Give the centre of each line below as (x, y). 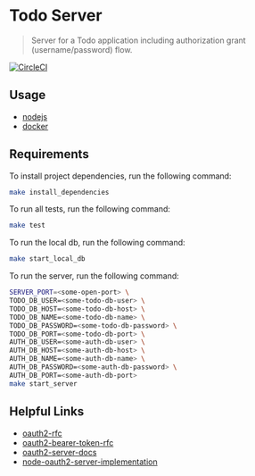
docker (35, 126)
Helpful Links (47, 412)
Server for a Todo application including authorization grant (139, 40)
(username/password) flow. (82, 49)
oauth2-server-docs (59, 452)
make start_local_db (48, 259)
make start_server (43, 384)
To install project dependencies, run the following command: (120, 176)
